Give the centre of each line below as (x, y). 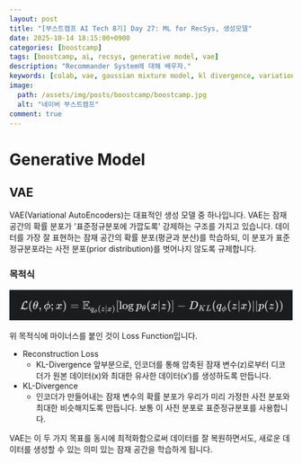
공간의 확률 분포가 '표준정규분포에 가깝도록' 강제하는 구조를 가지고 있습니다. (141, 227)
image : (22, 85)
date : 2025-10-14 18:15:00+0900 (70, 38)
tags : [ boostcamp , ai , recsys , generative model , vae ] (114, 57)
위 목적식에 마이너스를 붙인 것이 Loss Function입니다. (103, 336)
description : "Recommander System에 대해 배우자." (100, 67)
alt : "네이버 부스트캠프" (58, 104)
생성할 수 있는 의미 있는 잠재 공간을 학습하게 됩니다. (123, 450)
